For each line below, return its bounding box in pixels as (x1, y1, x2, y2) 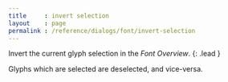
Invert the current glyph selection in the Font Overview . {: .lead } (8, 49, 221, 59)
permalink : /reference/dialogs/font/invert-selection (8, 27, 196, 35)
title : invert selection (8, 11, 110, 20)
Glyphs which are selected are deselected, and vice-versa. (8, 64, 203, 74)
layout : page (8, 19, 67, 27)
